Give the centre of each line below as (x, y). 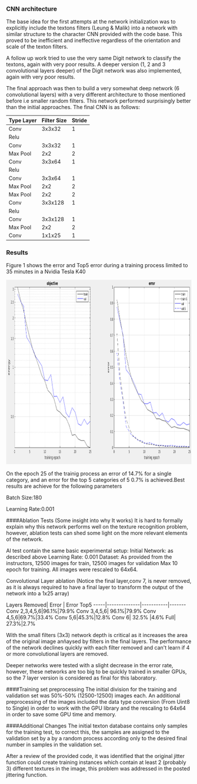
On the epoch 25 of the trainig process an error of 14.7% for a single (89, 474)
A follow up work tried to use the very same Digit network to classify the (94, 58)
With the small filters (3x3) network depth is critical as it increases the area (97, 635)
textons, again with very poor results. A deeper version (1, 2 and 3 (86, 64)
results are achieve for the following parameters (64, 486)
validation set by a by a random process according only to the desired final (96, 739)
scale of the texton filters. (37, 47)
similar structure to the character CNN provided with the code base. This (94, 34)
